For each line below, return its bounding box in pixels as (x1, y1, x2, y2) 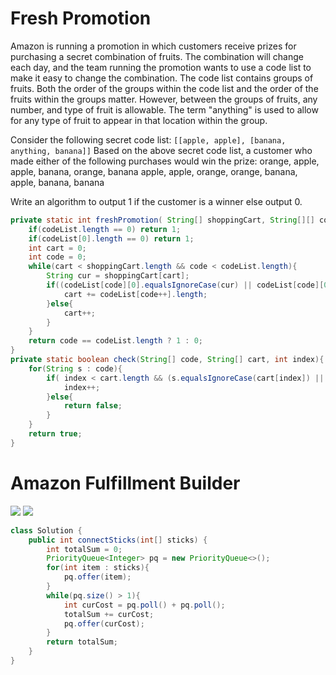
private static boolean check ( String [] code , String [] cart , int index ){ (10, 355, 325, 365)
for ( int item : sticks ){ (46, 563, 150, 573)
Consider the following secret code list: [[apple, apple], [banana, (10, 133, 287, 146)
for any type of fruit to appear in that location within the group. (10, 114, 268, 126)
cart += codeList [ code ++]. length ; (63, 289, 208, 299)
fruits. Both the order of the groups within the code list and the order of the (10, 82, 319, 94)
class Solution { (10, 525, 83, 536)
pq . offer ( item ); (63, 572, 132, 582)
